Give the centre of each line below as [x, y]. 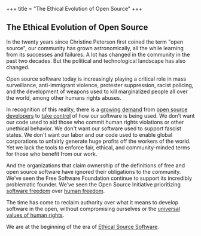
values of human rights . [35, 215]
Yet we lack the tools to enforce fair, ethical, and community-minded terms [98, 147]
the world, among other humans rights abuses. [64, 97]
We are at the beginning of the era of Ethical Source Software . [83, 226]
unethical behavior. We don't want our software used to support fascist [94, 128]
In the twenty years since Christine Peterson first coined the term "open [95, 42]
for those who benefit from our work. [52, 154]
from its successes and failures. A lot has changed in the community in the [98, 54]
